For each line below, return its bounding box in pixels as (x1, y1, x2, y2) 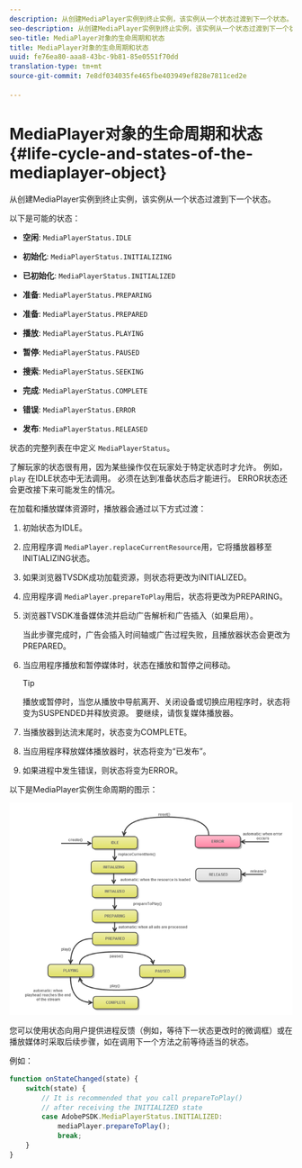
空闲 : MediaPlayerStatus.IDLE (22, 231, 132, 242)
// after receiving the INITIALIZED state (41, 1103, 203, 1112)
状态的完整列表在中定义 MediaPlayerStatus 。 (9, 442, 175, 453)
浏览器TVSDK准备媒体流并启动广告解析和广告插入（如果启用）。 (22, 610, 258, 620)
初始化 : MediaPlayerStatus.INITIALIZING (22, 250, 173, 261)
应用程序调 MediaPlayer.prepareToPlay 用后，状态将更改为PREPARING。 (22, 591, 288, 602)
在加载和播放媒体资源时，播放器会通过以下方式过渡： (9, 503, 207, 513)
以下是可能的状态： (9, 213, 81, 223)
